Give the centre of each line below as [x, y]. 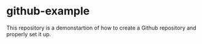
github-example [48, 11]
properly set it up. [29, 34]
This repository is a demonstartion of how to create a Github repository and [102, 28]
